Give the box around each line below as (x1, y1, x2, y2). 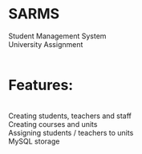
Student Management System (8, 31, 107, 41)
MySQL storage (8, 136, 60, 146)
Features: (8, 77, 74, 94)
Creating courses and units (8, 119, 98, 128)
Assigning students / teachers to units (8, 128, 134, 137)
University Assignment (8, 39, 83, 49)
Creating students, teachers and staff (8, 111, 132, 120)
